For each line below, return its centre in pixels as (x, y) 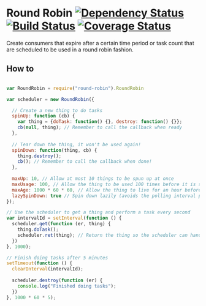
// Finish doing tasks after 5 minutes (57, 258)
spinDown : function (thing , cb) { (55, 150)
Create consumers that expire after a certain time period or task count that (100, 43)
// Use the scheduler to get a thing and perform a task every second (98, 212)
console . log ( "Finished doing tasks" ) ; (67, 286)
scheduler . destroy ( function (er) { (57, 280)
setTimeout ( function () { (39, 263)
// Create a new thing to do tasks (57, 110)
